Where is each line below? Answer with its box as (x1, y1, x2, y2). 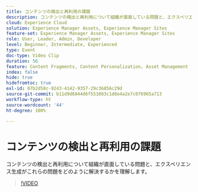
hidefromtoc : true (6, 80, 51, 86)
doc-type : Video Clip (6, 53, 60, 58)
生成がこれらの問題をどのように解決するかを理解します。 (11, 168, 150, 175)
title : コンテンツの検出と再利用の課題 (6, 8, 91, 15)
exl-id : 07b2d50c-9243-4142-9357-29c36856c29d (6, 86, 123, 92)
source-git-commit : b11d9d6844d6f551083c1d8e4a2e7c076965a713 (6, 91, 162, 97)
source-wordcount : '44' (6, 102, 65, 108)
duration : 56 (6, 58, 38, 64)
